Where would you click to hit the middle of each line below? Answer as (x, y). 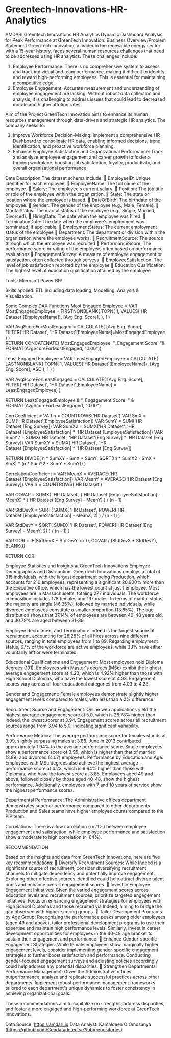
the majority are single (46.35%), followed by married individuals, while (80, 604)
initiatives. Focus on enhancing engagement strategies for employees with (83, 900)
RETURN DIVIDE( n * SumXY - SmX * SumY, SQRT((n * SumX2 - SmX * (81, 458)
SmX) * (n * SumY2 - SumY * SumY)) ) (46, 463)
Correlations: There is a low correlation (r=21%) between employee (76, 826)
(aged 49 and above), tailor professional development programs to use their (85, 923)
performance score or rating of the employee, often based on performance (84, 249)
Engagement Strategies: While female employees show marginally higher (82, 944)
